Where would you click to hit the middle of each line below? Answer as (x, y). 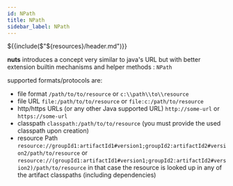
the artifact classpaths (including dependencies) (87, 175)
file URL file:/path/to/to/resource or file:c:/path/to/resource (110, 101)
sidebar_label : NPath (39, 26)
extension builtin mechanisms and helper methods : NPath (90, 67)
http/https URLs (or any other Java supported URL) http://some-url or (119, 109)
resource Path (37, 138)
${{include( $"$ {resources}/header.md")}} (67, 46)
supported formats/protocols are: (55, 81)
